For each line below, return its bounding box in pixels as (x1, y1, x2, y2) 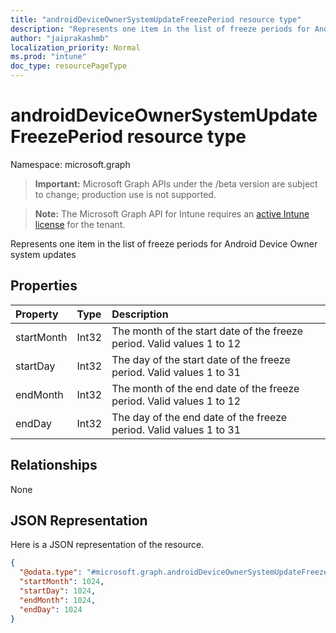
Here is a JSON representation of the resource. (10, 539, 205, 551)
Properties (10, 277, 78, 295)
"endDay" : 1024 (19, 604, 83, 615)
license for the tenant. (34, 218, 126, 230)
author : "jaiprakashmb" (10, 33, 110, 43)
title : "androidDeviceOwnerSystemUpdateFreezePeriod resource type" (10, 14, 302, 25)
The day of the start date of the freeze (111, 352, 291, 366)
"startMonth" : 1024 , (19, 577, 105, 587)
